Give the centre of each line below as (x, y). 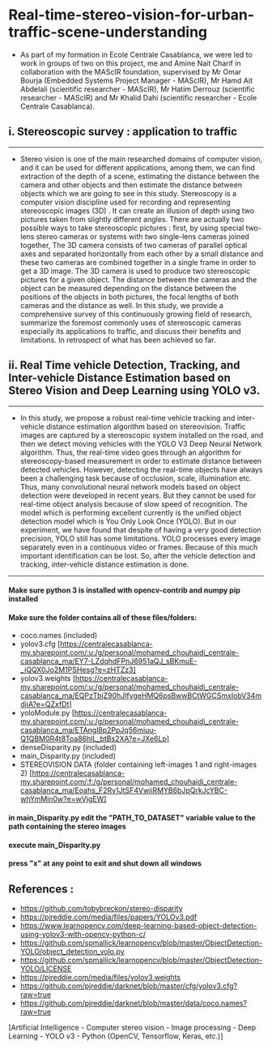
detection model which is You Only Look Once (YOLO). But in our (128, 521)
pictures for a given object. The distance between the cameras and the (138, 279)
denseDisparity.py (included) (68, 747)
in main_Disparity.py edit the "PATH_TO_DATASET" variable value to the (132, 817)
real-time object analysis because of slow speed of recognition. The (134, 503)
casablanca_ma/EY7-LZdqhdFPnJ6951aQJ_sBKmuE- (108, 662)
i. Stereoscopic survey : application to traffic (123, 132)
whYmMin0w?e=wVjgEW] (63, 799)
